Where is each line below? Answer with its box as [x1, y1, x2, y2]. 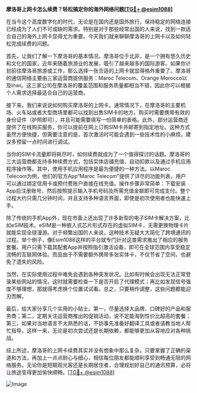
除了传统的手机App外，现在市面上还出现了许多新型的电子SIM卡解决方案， [6, 214, 185, 221]
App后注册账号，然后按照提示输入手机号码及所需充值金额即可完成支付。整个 [6, 187, 191, 194]
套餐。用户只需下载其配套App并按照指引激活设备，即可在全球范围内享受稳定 [6, 244, 191, 251]
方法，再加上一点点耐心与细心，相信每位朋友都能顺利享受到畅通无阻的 [16, 354, 186, 361]
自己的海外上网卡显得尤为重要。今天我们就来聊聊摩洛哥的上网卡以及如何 [11, 33, 186, 40]
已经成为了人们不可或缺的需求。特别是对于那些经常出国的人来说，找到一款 [6, 26, 186, 32]
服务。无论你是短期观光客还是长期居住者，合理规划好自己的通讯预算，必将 [11, 361, 191, 368]
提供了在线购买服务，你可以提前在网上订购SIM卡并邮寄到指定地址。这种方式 [6, 124, 191, 131]
